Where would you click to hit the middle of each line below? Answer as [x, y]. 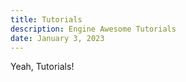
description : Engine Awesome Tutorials [93, 29]
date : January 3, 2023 [57, 38]
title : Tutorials [46, 19]
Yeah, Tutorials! [42, 67]
